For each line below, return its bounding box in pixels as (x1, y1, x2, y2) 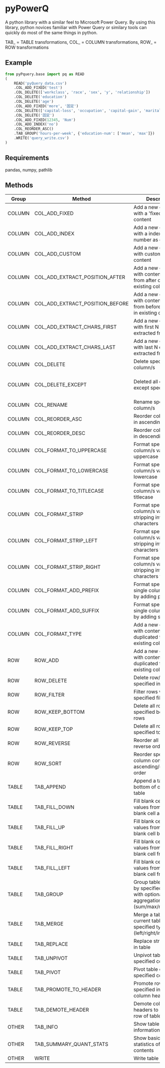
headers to (133, 1007, 159, 1013)
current (133, 917, 151, 924)
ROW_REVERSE (34, 740, 71, 747)
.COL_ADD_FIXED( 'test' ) (14, 85, 63, 90)
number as (133, 236, 159, 243)
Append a (133, 777, 156, 784)
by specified (133, 885, 162, 892)
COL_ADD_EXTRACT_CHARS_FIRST (34, 324, 117, 331)
